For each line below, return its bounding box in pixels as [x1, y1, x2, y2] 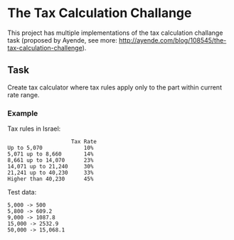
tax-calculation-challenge [7, 43, 83, 52]
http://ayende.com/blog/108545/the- [118, 36, 227, 44]
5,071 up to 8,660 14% [7, 151, 94, 158]
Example [7, 108, 38, 118]
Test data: [7, 188, 37, 197]
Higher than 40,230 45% [7, 175, 94, 182]
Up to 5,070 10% [7, 144, 94, 152]
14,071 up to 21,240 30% [7, 163, 94, 170]
